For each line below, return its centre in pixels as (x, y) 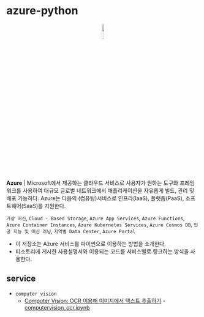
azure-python (42, 11)
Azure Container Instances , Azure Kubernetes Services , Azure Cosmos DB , (100, 225)
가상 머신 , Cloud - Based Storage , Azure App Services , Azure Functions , (96, 218)
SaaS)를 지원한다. (44, 206)
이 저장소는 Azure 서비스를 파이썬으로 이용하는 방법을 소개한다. (91, 244)
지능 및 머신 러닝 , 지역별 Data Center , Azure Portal (74, 231)
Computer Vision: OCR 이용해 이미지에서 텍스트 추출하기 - (95, 300)
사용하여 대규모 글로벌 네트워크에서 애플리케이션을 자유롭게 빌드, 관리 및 (108, 190)
